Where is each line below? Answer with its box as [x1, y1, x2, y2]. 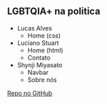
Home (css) [27, 31, 61, 40]
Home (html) [27, 46, 64, 54]
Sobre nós [27, 76, 57, 84]
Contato [27, 53, 50, 62]
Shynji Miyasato [17, 60, 63, 69]
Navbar [27, 68, 49, 76]
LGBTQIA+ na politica [7, 6, 101, 17]
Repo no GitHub [7, 89, 53, 97]
